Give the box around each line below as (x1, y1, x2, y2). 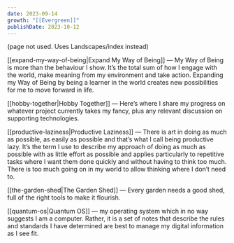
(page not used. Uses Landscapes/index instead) (7, 43, 149, 51)
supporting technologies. (7, 114, 80, 123)
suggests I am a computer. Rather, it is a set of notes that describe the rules (7, 214, 225, 223)
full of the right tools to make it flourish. (7, 193, 121, 202)
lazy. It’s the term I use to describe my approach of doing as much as (7, 143, 206, 151)
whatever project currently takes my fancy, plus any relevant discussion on (7, 106, 223, 116)
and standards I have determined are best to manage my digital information (7, 222, 224, 230)
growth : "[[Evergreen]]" (7, 17, 80, 24)
